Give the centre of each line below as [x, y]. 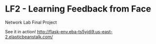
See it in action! [21, 31]
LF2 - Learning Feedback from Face [78, 9]
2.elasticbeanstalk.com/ [29, 37]
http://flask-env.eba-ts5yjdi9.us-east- [75, 31]
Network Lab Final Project [31, 22]
